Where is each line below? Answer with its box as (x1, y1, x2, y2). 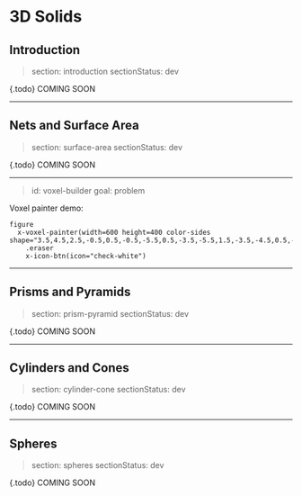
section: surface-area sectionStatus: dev (31, 141, 182, 152)
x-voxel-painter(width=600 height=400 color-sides (17, 228, 211, 237)
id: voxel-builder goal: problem (31, 185, 146, 195)
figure (9, 220, 34, 229)
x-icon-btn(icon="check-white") (25, 251, 147, 260)
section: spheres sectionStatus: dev (31, 460, 164, 471)
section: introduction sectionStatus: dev (31, 66, 180, 77)
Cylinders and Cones (9, 360, 130, 375)
